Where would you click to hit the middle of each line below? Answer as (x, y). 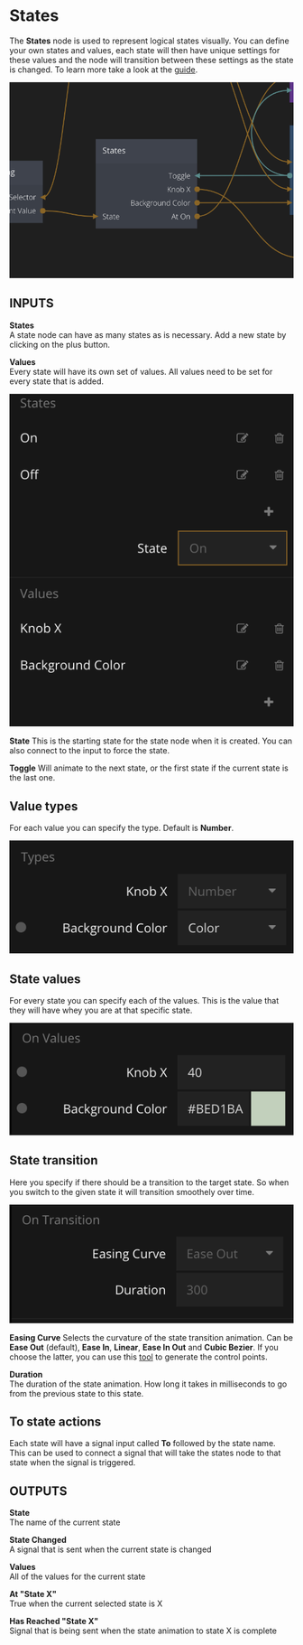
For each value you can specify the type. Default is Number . (122, 828)
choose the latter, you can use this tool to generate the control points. (138, 1357)
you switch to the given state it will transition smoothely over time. (132, 1192)
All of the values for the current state (78, 1576)
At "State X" (33, 1594)
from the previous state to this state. (77, 1393)
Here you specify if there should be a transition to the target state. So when (149, 1182)
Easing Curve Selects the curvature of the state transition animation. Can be (151, 1337)
